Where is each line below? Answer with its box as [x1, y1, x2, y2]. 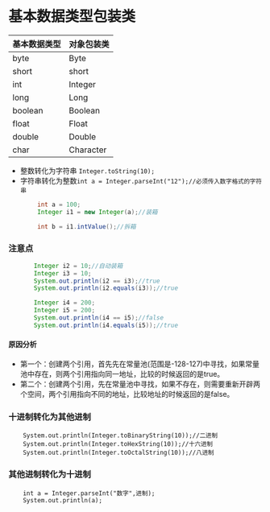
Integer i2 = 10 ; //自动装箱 [33, 262, 123, 270]
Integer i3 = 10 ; [33, 269, 92, 278]
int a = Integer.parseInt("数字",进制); [23, 489, 156, 498]
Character [69, 144, 107, 155]
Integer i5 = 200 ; [33, 307, 95, 315]
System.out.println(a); [23, 496, 103, 504]
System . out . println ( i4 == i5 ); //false [33, 314, 164, 322]
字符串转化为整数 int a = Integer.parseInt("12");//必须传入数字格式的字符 [19, 175, 262, 185]
